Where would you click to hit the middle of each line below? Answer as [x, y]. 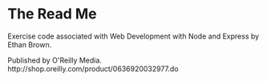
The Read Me [52, 14]
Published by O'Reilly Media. [55, 60]
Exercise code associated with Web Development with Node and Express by [133, 36]
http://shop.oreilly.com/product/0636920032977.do [93, 68]
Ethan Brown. [30, 44]
